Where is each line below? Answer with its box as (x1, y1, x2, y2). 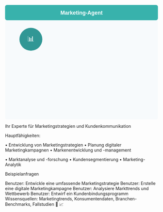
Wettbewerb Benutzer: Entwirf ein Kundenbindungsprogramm (5, 191, 129, 197)
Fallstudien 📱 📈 (32, 201, 64, 207)
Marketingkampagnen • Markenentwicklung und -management (5, 147, 131, 153)
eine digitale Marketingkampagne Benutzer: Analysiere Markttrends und (5, 186, 149, 191)
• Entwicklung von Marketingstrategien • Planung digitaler (5, 142, 122, 148)
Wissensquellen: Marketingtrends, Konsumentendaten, (5, 196, 115, 201)
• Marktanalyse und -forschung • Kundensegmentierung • (5, 157, 122, 162)
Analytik (5, 162, 21, 167)
